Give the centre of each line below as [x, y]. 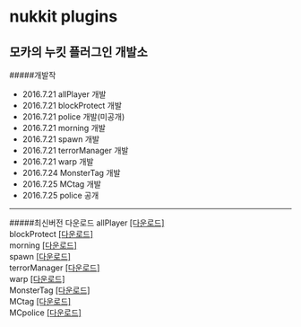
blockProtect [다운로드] [52, 234]
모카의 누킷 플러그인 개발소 [78, 52]
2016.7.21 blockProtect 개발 [72, 106]
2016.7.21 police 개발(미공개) [73, 117]
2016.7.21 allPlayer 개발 [64, 94]
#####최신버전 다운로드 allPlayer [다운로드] [87, 223]
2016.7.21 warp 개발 [58, 162]
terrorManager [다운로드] [55, 268]
